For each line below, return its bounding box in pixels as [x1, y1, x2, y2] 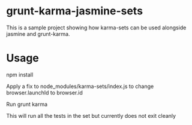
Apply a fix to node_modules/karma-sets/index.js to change [6, 83, 154, 90]
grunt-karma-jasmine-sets [6, 4, 143, 18]
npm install [6, 71, 34, 78]
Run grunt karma [6, 100, 48, 108]
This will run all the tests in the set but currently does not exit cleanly [6, 112, 176, 119]
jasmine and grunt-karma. [6, 30, 70, 37]
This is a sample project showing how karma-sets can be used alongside [6, 24, 187, 31]
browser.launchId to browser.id [6, 89, 83, 96]
